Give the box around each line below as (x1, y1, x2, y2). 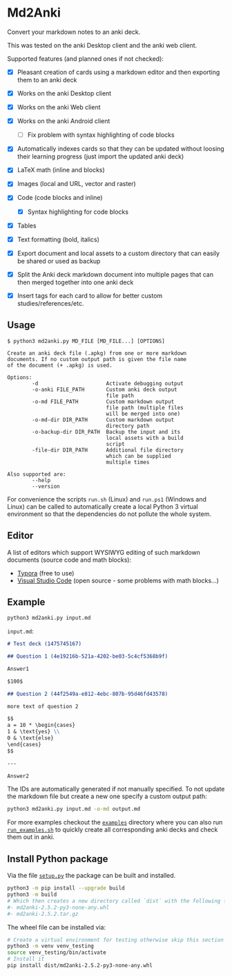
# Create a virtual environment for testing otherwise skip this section (7, 936, 224, 943)
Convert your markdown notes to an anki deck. (7, 28, 141, 36)
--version (32, 483, 60, 490)
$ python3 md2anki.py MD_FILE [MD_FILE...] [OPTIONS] (7, 338, 166, 344)
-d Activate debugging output (32, 380, 184, 387)
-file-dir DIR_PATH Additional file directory (32, 446, 184, 454)
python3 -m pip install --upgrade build (7, 885, 126, 892)
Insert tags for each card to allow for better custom (17, 291, 163, 300)
